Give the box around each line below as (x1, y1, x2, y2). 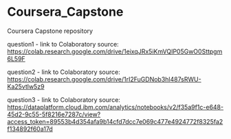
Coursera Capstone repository (7, 27, 93, 35)
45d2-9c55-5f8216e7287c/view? (7, 110, 101, 118)
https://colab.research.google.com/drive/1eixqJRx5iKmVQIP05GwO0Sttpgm (7, 47, 223, 55)
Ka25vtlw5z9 (7, 82, 45, 90)
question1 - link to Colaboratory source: (7, 40, 119, 48)
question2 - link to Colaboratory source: (7, 68, 120, 76)
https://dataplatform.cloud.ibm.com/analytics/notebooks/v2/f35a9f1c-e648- (7, 103, 224, 111)
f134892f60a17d (7, 125, 53, 133)
